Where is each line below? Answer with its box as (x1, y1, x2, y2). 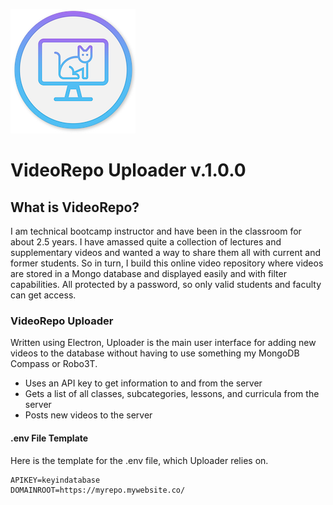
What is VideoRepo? (10, 199, 140, 216)
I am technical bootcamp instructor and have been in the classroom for (10, 225, 302, 237)
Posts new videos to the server (24, 409, 153, 421)
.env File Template (10, 432, 89, 444)
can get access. (10, 289, 77, 301)
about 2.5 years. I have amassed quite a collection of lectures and (10, 236, 282, 248)
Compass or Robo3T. (10, 358, 98, 370)
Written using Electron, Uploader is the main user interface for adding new (10, 337, 317, 349)
